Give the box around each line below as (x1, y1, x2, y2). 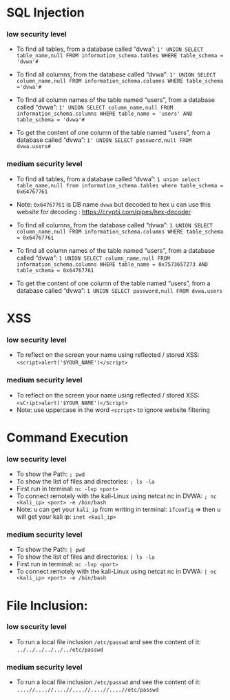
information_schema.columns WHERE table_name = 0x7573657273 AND (16, 260, 208, 268)
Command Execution (6, 429, 129, 445)
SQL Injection (6, 5, 85, 21)
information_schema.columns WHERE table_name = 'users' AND (16, 110, 193, 118)
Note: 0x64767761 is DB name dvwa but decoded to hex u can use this (16, 200, 211, 208)
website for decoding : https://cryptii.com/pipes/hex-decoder (16, 207, 191, 216)
